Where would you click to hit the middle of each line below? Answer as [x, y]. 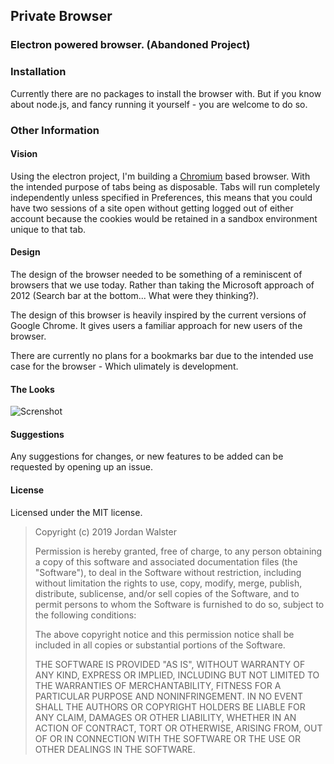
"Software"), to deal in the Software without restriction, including [168, 572]
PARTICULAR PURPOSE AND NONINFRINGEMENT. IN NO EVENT [169, 696]
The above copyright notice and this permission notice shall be [164, 634]
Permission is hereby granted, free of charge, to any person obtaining [178, 551]
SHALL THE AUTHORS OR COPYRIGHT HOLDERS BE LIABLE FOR [170, 706]
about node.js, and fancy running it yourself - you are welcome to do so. [159, 104]
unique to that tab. [48, 229]
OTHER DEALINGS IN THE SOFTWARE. [115, 749]
